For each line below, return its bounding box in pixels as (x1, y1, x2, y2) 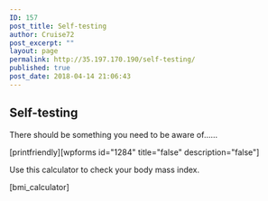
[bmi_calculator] (9, 181, 69, 192)
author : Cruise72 (9, 30, 75, 39)
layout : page (9, 47, 59, 56)
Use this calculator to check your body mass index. (9, 164, 200, 175)
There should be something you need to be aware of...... (9, 129, 218, 140)
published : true (9, 64, 70, 73)
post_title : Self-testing (9, 22, 106, 31)
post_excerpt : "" (9, 38, 75, 48)
